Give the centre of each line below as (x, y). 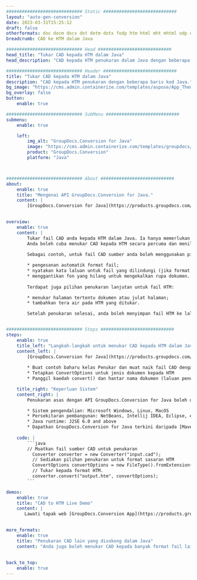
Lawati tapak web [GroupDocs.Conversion (74, 514)
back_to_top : (22, 563)
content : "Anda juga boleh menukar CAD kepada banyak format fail (99, 547)
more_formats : (23, 530)
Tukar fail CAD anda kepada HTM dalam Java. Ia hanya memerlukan (109, 238)
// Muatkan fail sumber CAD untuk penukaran (82, 449)
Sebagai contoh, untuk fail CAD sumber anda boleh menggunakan (106, 255)
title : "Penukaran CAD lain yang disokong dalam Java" (85, 541)
